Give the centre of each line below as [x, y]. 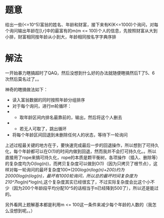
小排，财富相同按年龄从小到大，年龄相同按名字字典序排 [61, 37]
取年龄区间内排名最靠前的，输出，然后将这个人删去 [71, 117]
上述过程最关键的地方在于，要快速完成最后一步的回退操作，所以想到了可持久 [82, 145]
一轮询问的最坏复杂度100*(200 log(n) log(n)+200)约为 [71, 170]
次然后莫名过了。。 [23, 79]
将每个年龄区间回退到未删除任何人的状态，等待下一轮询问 [70, 135]
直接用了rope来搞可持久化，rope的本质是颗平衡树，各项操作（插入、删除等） [82, 157]
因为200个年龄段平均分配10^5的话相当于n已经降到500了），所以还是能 [84, 188]
